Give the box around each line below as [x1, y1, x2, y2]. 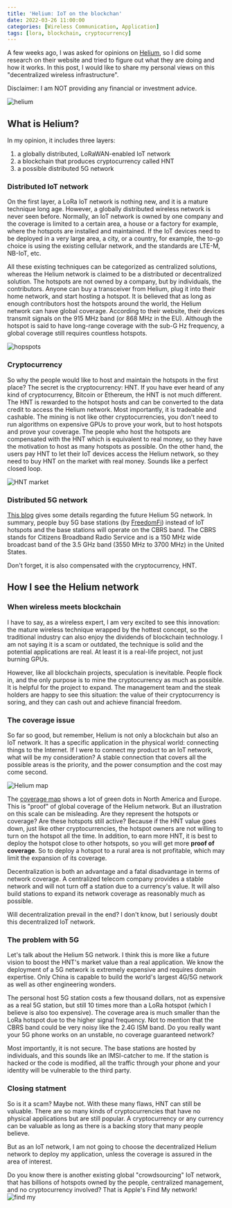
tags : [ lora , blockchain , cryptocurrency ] [7, 29, 132, 37]
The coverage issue [7, 715, 75, 725]
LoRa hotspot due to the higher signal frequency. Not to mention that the [7, 1016, 214, 1025]
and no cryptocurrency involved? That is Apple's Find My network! [7, 1185, 197, 1193]
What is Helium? [7, 117, 80, 129]
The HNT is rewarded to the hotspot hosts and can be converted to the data [7, 397, 224, 406]
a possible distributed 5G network [17, 165, 114, 173]
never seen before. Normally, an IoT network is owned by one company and [7, 213, 224, 221]
